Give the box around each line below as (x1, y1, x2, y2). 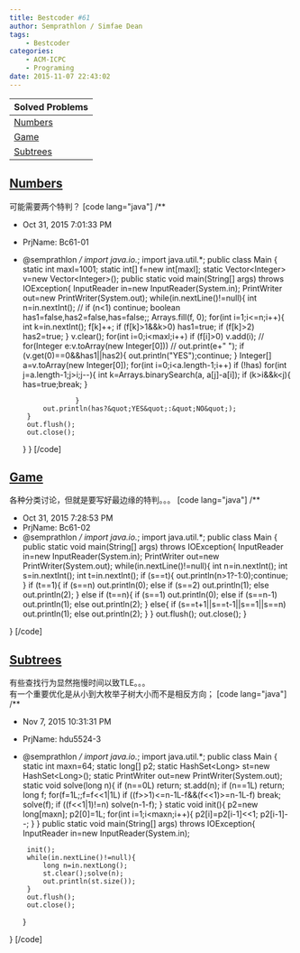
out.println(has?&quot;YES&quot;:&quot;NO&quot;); (42, 403, 237, 413)
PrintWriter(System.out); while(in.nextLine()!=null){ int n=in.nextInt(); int (22, 560, 288, 571)
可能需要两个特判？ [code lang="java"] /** (9, 200, 167, 212)
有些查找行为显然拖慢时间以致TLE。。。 (9, 678, 150, 689)
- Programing (25, 64, 75, 73)
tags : (9, 30, 30, 39)
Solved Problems (14, 100, 88, 113)
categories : (9, 47, 54, 56)
